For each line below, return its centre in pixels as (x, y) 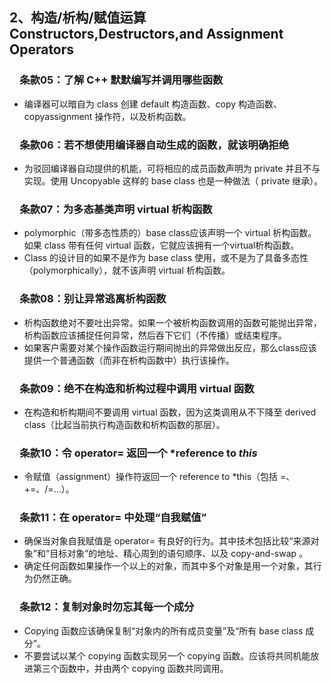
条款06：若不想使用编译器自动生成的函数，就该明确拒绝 (154, 145)
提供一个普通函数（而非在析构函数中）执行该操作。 (129, 360)
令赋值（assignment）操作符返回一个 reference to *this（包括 (151, 477)
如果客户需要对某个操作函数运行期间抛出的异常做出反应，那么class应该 (170, 347)
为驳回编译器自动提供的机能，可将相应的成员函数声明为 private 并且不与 (172, 168)
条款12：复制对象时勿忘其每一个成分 (107, 607)
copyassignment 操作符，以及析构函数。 (107, 116)
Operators (42, 49)
